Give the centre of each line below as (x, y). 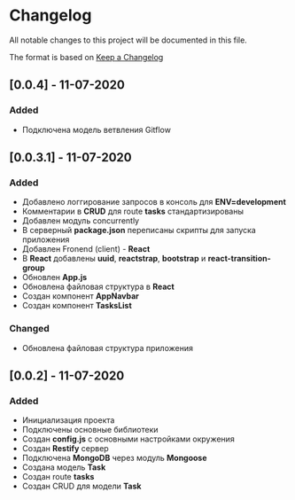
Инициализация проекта (68, 420)
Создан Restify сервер (65, 449)
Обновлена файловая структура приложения (107, 348)
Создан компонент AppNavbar (81, 296)
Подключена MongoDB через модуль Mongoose (114, 458)
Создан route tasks (58, 477)
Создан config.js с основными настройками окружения (128, 439)
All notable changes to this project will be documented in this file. (128, 40)
